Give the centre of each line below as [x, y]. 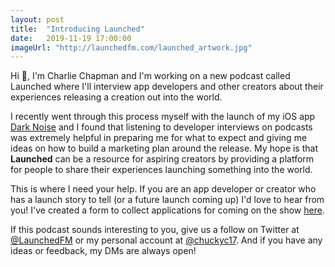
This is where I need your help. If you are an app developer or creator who [163, 189]
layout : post [37, 19]
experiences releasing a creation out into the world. [116, 97]
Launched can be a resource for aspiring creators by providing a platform [162, 159]
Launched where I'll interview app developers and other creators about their [167, 87]
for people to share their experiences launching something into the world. [161, 170]
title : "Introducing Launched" [77, 29]
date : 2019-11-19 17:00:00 [71, 38]
